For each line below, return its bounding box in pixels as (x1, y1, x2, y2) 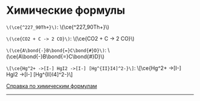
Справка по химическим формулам (6, 82, 97, 90)
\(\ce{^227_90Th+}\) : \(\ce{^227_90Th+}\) (6, 23, 110, 30)
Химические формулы (6, 4, 126, 17)
